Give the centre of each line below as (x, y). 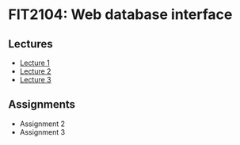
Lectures (30, 44)
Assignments (42, 105)
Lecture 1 (34, 63)
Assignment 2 (42, 124)
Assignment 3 (42, 132)
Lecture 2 (35, 71)
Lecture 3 (35, 80)
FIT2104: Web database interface (120, 15)
